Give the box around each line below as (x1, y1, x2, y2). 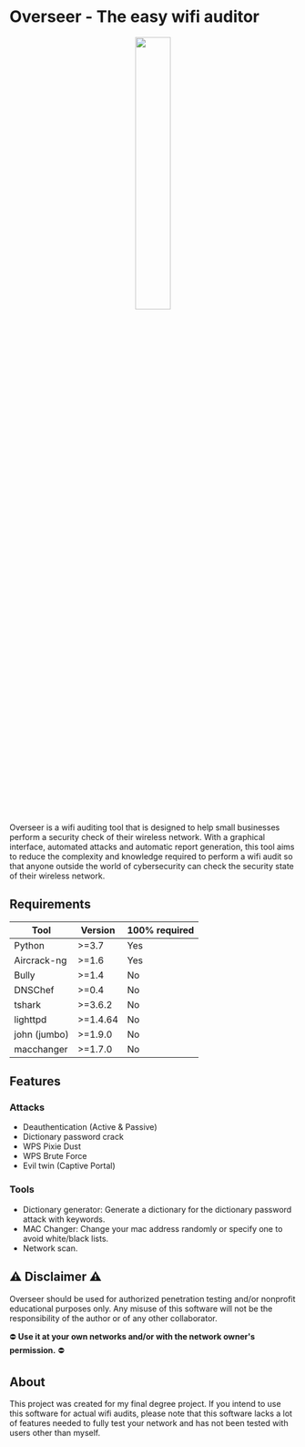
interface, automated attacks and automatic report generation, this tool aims (9, 841, 295, 852)
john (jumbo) (14, 1028, 69, 1041)
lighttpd (14, 1013, 47, 1026)
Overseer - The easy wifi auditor (9, 6, 260, 27)
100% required (127, 923, 195, 936)
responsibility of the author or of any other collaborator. (9, 1312, 218, 1323)
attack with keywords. (22, 1214, 106, 1225)
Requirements (9, 897, 91, 912)
